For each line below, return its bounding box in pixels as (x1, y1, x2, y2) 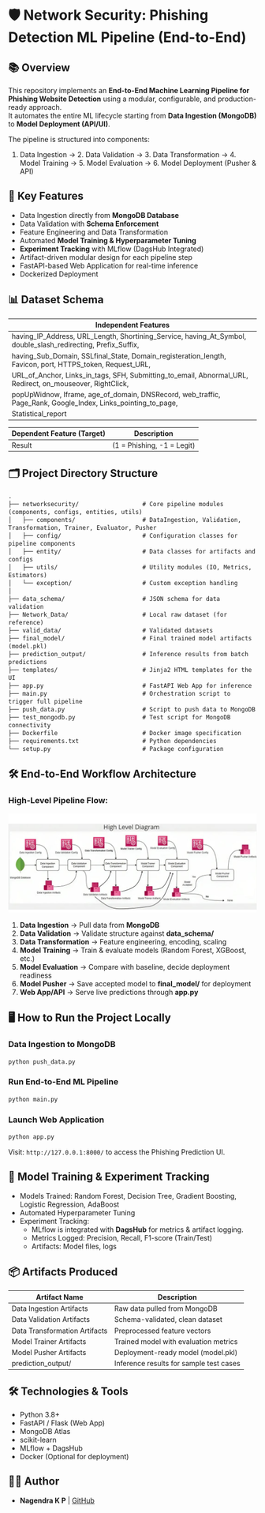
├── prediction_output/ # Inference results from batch (8, 650, 248, 658)
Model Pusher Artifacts (11, 1348, 87, 1357)
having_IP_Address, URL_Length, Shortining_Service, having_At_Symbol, (11, 332, 247, 341)
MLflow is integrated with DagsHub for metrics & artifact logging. (31, 1225, 244, 1234)
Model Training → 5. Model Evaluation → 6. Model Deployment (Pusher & (19, 159, 256, 167)
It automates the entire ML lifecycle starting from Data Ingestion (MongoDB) (8, 111, 257, 120)
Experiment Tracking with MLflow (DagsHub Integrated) (19, 244, 204, 253)
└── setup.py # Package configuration (8, 745, 224, 753)
